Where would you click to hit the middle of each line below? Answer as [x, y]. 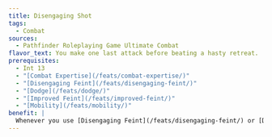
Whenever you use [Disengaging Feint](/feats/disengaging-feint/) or [135, 121]
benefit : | [27, 114]
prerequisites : [34, 61]
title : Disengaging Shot [50, 16]
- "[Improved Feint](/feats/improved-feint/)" [96, 98]
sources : [23, 38]
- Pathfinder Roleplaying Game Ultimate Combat [98, 46]
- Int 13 [30, 68]
